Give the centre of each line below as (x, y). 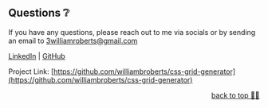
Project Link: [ (31, 71)
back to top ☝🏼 (235, 95)
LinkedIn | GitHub (37, 56)
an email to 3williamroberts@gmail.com (73, 40)
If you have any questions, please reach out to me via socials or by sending (132, 32)
